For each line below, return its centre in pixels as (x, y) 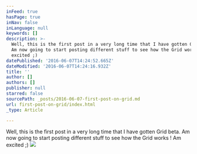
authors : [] (21, 83)
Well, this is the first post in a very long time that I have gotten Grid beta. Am (98, 132)
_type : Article (25, 110)
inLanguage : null (27, 28)
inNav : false (22, 22)
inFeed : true (22, 11)
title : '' (18, 72)
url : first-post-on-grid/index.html (51, 104)
